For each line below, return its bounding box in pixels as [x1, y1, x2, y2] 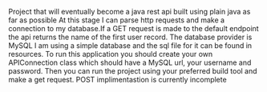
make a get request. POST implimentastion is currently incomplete [8, 75, 227, 84]
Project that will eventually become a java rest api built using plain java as [8, 7, 251, 16]
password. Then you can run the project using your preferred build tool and [8, 66, 258, 75]
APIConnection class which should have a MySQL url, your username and [8, 58, 252, 67]
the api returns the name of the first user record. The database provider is [8, 32, 253, 42]
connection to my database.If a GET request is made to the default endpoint [8, 24, 259, 33]
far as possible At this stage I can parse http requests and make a [8, 15, 225, 25]
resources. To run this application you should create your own [8, 50, 213, 58]
